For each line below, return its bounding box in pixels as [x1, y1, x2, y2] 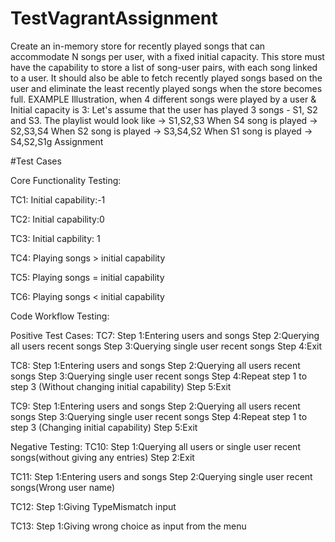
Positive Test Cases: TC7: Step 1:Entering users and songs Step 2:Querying [10, 329, 320, 341]
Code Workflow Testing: [10, 310, 110, 322]
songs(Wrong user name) [10, 481, 116, 493]
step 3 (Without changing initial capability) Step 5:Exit [10, 380, 232, 392]
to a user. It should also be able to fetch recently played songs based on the [10, 72, 323, 84]
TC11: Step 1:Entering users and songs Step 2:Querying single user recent [10, 470, 313, 482]
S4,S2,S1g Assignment [10, 135, 104, 147]
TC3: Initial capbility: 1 [10, 232, 101, 244]
